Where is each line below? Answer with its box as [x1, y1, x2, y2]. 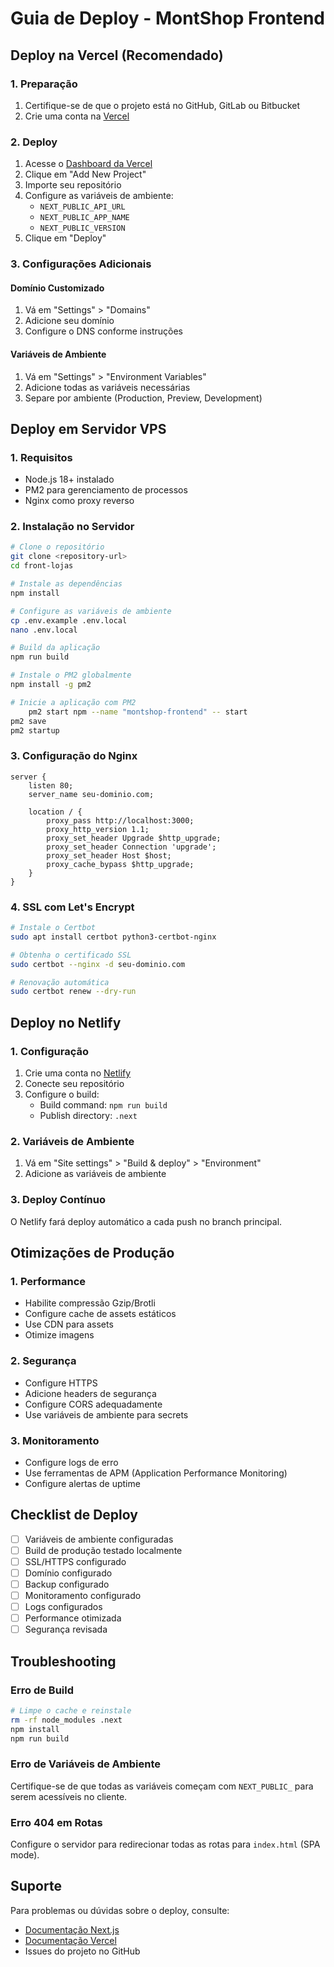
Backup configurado [24, 1578, 110, 1590]
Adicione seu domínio [24, 315, 115, 327]
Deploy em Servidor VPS [10, 420, 167, 437]
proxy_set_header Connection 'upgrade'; [46, 842, 217, 852]
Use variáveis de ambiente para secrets [24, 1408, 189, 1421]
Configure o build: [24, 1088, 100, 1101]
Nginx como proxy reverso [24, 495, 135, 507]
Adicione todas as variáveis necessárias [24, 381, 191, 393]
